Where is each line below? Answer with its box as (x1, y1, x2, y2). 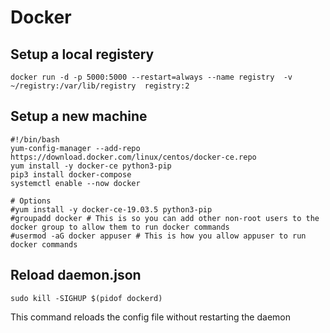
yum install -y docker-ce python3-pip (10, 161, 172, 171)
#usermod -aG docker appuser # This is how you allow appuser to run (10, 231, 307, 241)
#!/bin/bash (10, 134, 60, 145)
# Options (10, 196, 52, 206)
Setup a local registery (10, 46, 155, 63)
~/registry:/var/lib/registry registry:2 (10, 81, 190, 91)
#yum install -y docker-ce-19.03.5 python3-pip (10, 204, 213, 215)
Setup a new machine (10, 108, 148, 125)
